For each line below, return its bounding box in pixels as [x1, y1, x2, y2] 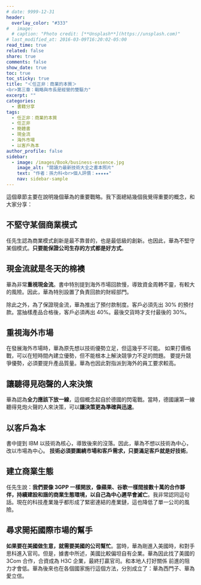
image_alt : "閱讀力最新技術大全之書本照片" [17, 165, 115, 171]
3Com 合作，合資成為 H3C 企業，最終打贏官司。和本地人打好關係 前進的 [6, 557, 185, 564]
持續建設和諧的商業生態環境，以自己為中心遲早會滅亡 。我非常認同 [16, 491, 179, 498]
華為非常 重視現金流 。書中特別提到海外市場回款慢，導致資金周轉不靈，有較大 [6, 281, 195, 288]
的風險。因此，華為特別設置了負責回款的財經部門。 [6, 288, 132, 295]
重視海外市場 [6, 327, 54, 337]
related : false [6, 48, 44, 54]
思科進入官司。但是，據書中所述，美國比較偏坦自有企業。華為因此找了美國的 [6, 550, 195, 557]
